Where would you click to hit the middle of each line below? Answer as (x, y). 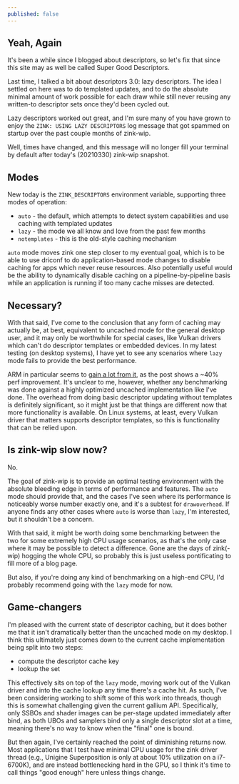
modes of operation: (37, 202)
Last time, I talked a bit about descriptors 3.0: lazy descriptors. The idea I (115, 81)
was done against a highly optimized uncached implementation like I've (112, 389)
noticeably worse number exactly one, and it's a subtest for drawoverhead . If (118, 504)
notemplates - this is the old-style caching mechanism (97, 239)
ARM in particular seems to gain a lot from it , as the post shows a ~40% (113, 374)
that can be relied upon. (42, 428)
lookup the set (39, 668)
